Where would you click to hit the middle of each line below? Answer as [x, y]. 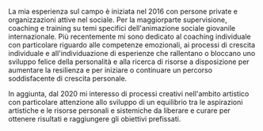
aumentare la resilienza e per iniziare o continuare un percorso [110, 70]
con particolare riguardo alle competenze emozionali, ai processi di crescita [132, 45]
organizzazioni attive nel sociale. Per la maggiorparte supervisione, [118, 20]
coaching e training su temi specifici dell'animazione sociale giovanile [122, 28]
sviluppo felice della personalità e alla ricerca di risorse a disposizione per [129, 62]
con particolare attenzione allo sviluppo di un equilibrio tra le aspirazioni [126, 102]
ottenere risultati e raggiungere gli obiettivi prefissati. [95, 119]
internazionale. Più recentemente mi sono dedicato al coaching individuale [130, 36]
